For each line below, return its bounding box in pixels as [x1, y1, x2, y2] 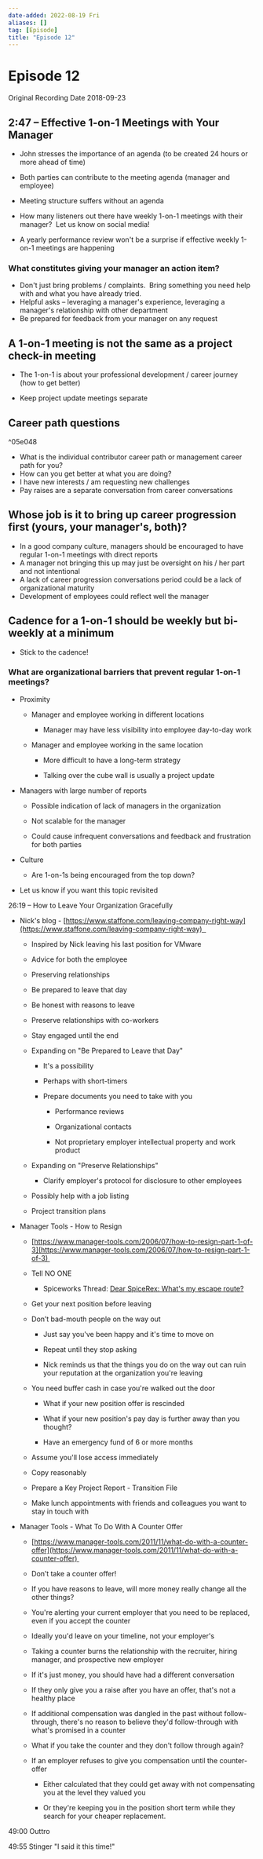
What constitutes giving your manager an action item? [8, 262, 220, 273]
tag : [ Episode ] [8, 26, 58, 34]
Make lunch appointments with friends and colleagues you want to [31, 1498, 247, 1507]
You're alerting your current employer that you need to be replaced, [31, 1607, 250, 1617]
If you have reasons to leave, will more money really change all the [31, 1583, 247, 1594]
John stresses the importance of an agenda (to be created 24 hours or [19, 149, 249, 158]
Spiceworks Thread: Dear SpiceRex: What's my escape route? [42, 1284, 244, 1293]
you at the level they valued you [42, 1788, 147, 1797]
